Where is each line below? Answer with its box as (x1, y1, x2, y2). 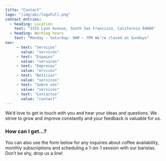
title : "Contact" (5, 7, 42, 13)
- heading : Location (10, 21, 53, 27)
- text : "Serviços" (16, 45, 57, 50)
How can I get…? (5, 128, 47, 135)
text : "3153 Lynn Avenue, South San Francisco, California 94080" (14, 26, 156, 31)
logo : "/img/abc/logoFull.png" (5, 12, 71, 17)
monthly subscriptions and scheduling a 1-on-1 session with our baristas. (5, 144, 156, 151)
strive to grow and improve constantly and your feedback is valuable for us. (5, 115, 161, 121)
